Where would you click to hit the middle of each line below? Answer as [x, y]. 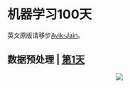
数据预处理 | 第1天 [46, 59]
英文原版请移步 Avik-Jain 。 [46, 35]
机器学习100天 [50, 14]
